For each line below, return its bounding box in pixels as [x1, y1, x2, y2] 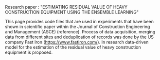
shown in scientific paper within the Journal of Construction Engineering [5, 24, 150, 30]
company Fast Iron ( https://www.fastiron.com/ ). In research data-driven [5, 39, 149, 45]
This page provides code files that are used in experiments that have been [5, 19, 154, 24]
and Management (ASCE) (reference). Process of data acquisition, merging [5, 29, 156, 34]
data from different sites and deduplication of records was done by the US [5, 34, 154, 40]
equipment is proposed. [5, 49, 53, 55]
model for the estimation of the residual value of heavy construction [5, 45, 141, 50]
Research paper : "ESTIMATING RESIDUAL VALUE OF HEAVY [5, 4, 128, 10]
